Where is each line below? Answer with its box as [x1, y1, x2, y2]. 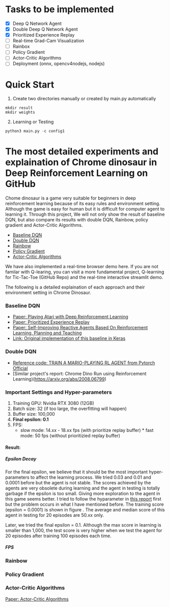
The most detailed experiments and [5, 146, 159, 157]
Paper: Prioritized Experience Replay [12, 319, 90, 325]
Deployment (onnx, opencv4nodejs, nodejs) [12, 61, 105, 67]
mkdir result [5, 105, 33, 110]
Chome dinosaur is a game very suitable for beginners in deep [5, 195, 136, 201]
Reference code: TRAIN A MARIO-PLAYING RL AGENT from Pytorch [12, 360, 155, 366]
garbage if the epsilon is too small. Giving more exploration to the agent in [5, 490, 160, 497]
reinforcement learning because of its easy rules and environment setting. [5, 200, 160, 207]
